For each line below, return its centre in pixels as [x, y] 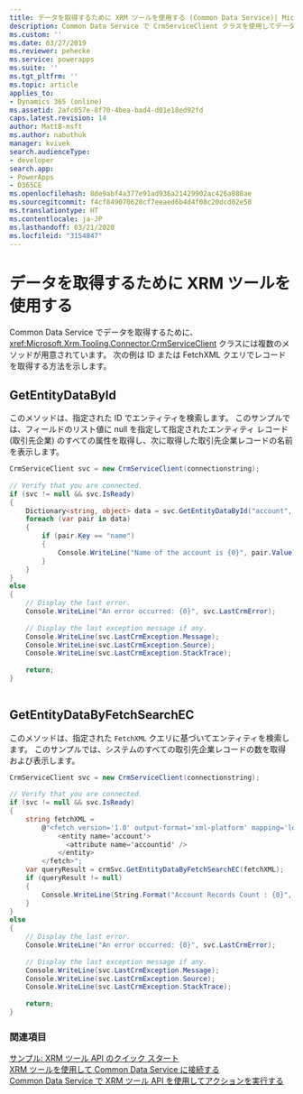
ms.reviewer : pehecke [50, 51]
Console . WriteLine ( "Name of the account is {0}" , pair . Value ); [179, 552]
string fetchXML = [60, 819]
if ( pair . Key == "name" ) [88, 536]
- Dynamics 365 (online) [56, 101]
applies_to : [32, 93]
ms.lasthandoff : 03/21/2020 [62, 227]
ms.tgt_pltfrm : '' [44, 77]
